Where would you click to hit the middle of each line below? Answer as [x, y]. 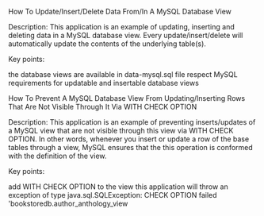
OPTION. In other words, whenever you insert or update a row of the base [129, 139]
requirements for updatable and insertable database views [104, 83]
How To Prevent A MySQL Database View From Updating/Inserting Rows [127, 98]
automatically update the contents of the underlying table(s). [107, 44]
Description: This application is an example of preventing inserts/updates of [132, 122]
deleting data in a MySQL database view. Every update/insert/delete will [126, 35]
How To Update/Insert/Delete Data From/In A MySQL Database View [120, 12]
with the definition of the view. [57, 156]
